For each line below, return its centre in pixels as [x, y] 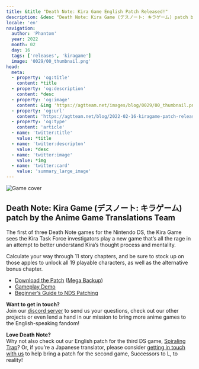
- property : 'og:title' [41, 78]
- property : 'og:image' [41, 100]
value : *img [31, 161]
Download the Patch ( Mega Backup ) [59, 280]
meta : [18, 72]
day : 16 [21, 50]
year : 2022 [25, 39]
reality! [15, 360]
